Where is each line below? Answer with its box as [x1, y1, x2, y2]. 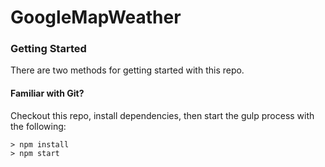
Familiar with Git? [10, 87, 85, 100]
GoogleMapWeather [10, 6, 182, 29]
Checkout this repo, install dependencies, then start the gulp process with [10, 109, 315, 121]
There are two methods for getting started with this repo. [10, 64, 245, 76]
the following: [10, 120, 67, 132]
